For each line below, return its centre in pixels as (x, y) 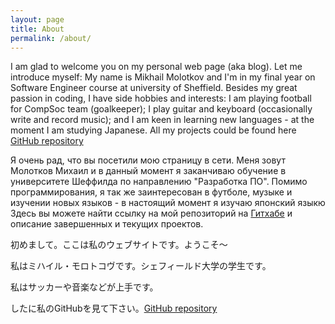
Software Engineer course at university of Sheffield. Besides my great (154, 88)
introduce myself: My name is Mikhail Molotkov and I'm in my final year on (163, 77)
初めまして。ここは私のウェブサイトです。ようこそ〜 (119, 245)
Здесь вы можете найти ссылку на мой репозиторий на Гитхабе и (151, 213)
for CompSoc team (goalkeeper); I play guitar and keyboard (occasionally (161, 109)
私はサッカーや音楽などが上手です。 (84, 287)
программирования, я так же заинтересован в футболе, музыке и (151, 192)
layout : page (37, 19)
